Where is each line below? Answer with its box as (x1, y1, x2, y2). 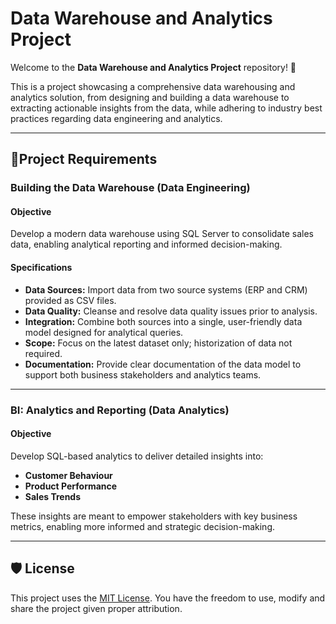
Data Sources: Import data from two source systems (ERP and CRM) (24, 283, 308, 296)
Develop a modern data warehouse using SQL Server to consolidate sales (10, 228, 314, 240)
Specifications (10, 262, 73, 274)
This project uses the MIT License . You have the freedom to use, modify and (10, 592, 326, 604)
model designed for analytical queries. (24, 326, 184, 338)
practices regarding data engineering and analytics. (10, 112, 223, 124)
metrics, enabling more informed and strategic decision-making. (10, 520, 276, 532)
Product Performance (24, 480, 118, 492)
